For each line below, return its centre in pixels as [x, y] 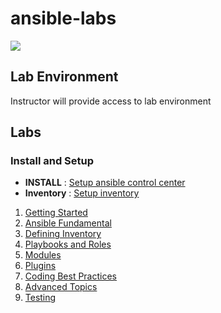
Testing [40, 298]
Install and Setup [52, 161]
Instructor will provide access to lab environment [111, 101]
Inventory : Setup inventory [82, 193]
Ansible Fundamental [68, 223]
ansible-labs [63, 18]
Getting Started [56, 213]
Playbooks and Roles [68, 244]
